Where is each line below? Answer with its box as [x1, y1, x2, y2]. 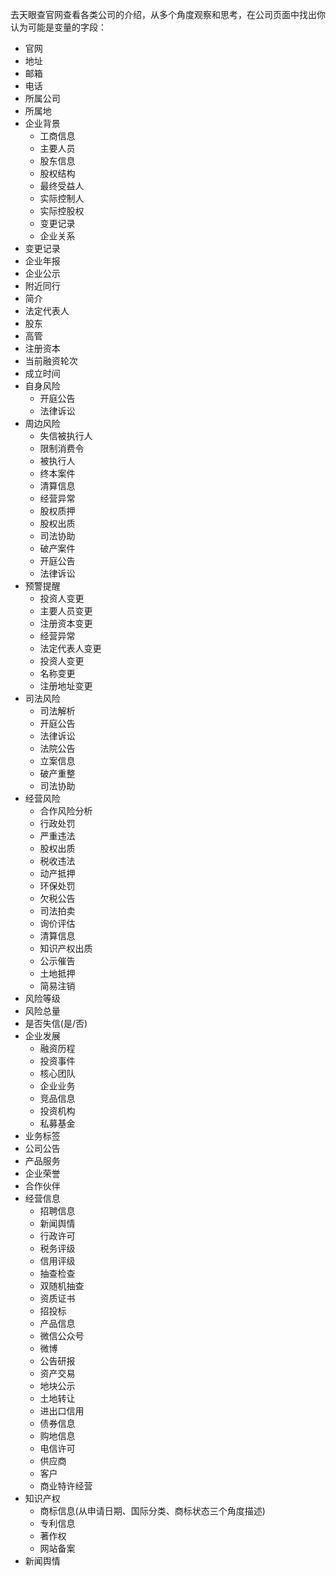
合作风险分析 [39, 805, 93, 817]
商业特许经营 [39, 1480, 93, 1492]
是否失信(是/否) [24, 1018, 88, 1029]
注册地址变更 [39, 680, 93, 692]
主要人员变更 [39, 605, 93, 617]
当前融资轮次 [24, 355, 78, 367]
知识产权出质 [39, 943, 93, 954]
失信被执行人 [39, 430, 93, 442]
